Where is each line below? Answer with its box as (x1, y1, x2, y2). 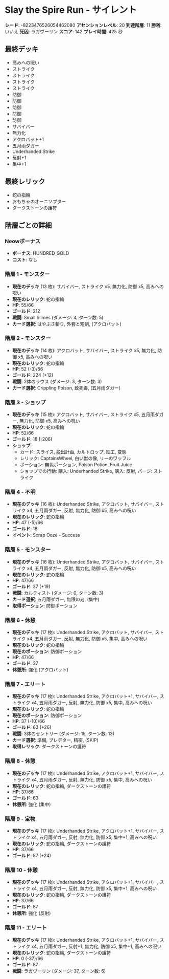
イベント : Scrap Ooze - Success (12, 532, 80, 538)
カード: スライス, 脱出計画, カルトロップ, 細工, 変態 (19, 449, 127, 455)
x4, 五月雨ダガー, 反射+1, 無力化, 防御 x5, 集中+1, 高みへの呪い (31, 943, 162, 949)
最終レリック (5, 177, 45, 186)
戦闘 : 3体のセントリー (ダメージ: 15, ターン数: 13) (12, 731, 115, 737)
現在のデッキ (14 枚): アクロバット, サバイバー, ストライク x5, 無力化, (12, 347, 157, 353)
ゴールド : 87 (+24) (12, 852, 52, 858)
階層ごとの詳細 (5, 221, 52, 230)
